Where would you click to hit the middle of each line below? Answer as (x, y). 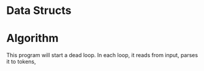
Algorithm (32, 39)
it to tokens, (21, 62)
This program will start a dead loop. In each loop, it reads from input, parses (102, 55)
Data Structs (39, 11)
